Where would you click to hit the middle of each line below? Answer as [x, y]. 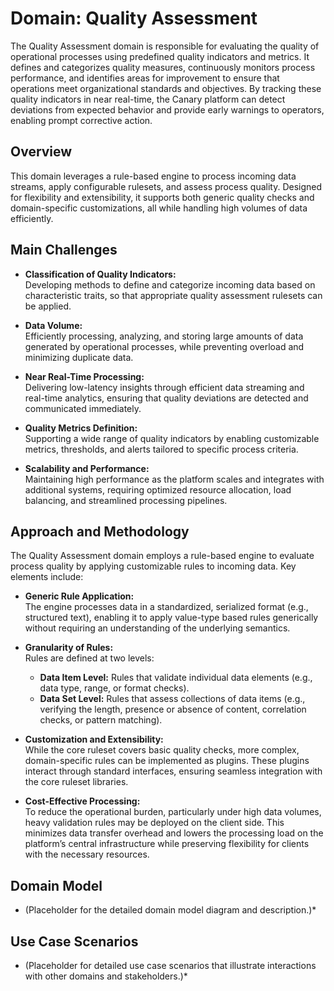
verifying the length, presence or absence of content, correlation [173, 709]
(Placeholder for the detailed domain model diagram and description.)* [170, 910]
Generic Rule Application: [79, 596]
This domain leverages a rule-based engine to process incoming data [153, 176]
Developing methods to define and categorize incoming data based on [170, 284]
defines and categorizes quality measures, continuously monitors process [163, 67]
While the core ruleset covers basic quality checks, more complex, [162, 750]
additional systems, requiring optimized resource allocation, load [158, 489]
